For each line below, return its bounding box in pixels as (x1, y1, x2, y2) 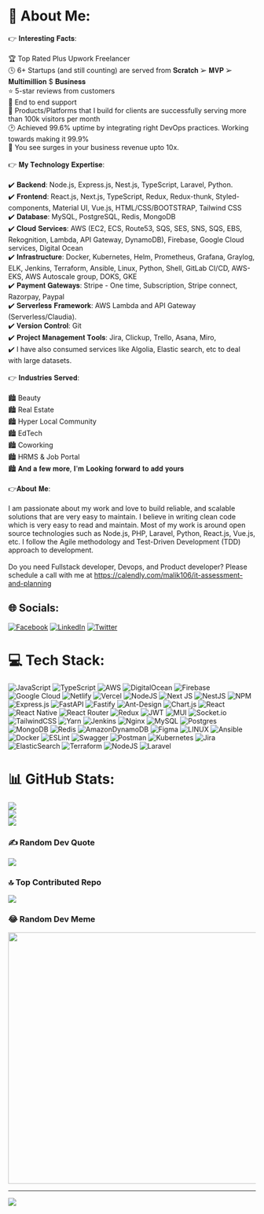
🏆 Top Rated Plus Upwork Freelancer (8, 53, 130, 63)
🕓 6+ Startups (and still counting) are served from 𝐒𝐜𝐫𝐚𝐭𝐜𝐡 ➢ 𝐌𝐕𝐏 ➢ (8, 65, 233, 75)
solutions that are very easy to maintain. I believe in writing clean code (8, 512, 236, 521)
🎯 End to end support (8, 97, 77, 107)
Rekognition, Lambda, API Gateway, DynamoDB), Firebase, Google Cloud (8, 235, 245, 244)
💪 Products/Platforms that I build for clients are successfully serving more (8, 105, 247, 115)
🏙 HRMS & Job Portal (8, 452, 80, 461)
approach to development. (8, 545, 94, 555)
